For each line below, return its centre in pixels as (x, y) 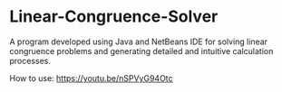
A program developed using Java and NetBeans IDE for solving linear (139, 41)
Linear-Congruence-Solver (114, 17)
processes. (30, 60)
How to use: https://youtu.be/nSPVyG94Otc (92, 78)
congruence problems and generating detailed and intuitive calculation (141, 51)
